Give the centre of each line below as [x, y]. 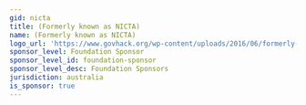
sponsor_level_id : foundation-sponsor [83, 60]
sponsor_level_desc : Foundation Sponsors [89, 69]
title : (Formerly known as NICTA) [75, 26]
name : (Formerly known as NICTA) [73, 35]
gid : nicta [30, 18]
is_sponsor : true [42, 86]
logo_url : [28, 43]
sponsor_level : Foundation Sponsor [77, 52]
